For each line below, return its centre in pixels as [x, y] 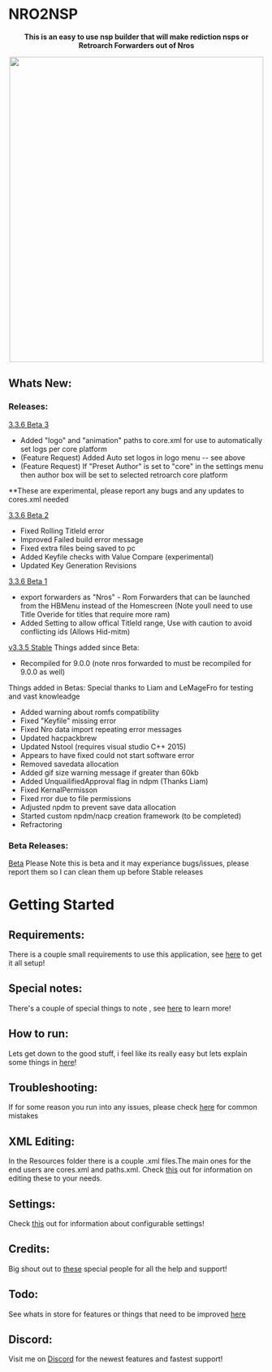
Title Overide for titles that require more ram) [95, 614]
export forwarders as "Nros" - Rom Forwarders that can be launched [135, 597]
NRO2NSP [43, 14]
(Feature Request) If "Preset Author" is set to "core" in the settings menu [142, 466]
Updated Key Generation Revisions [78, 565]
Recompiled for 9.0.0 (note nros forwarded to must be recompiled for [136, 663]
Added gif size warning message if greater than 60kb [109, 772]
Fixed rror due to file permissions [76, 798]
